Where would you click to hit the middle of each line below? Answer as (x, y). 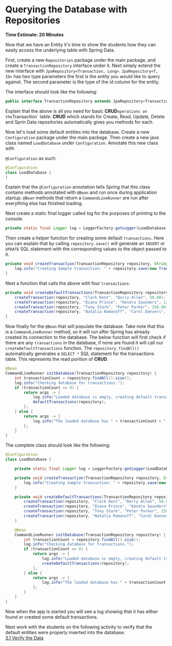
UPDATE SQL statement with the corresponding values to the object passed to (86, 249)
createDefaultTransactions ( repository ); (85, 563)
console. (15, 219)
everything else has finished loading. (44, 204)
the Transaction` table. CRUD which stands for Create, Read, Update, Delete (85, 116)
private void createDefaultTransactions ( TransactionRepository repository (87, 292)
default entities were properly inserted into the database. (65, 632)
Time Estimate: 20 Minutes (35, 34)
